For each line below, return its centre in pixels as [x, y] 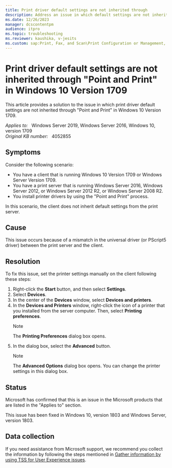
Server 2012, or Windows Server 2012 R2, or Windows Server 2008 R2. [88, 191]
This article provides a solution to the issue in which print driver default [80, 104]
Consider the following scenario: [40, 165]
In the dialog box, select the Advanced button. [62, 346]
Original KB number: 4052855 [38, 136]
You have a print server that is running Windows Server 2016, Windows [88, 185]
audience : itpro [23, 29]
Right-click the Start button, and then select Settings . [69, 289]
